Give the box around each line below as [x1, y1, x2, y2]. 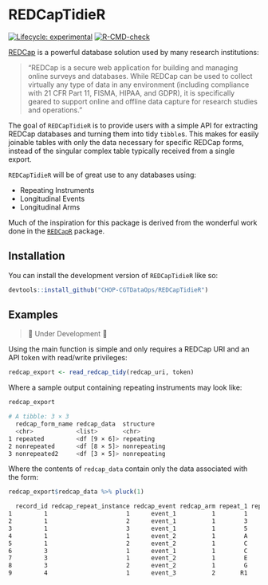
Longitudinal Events [19, 194, 85, 203]
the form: [8, 473, 38, 482]
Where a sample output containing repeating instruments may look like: [8, 383, 242, 392]
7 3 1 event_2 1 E [8, 554, 248, 563]
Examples [8, 308, 58, 322]
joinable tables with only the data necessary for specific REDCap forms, [8, 137, 245, 147]
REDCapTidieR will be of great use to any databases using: [8, 170, 197, 179]
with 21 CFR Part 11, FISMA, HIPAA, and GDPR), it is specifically [27, 88, 235, 97]
